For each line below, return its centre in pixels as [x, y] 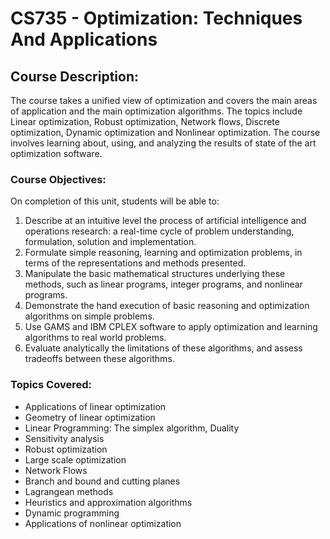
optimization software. [56, 153]
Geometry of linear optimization [90, 417]
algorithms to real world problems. [95, 338]
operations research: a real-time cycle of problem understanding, [159, 231]
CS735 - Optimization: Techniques [156, 18]
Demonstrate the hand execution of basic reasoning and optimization [167, 306]
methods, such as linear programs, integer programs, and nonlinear [163, 284]
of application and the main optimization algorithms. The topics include [156, 111]
